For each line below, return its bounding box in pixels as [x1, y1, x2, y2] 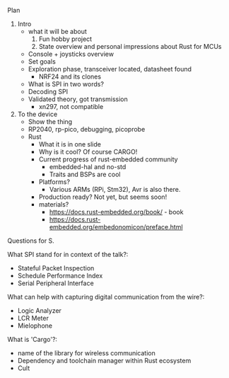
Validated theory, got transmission [28, 95, 129, 103]
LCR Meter [17, 314, 49, 322]
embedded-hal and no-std [49, 163, 127, 171]
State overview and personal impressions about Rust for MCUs [38, 42, 222, 50]
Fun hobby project [38, 35, 93, 43]
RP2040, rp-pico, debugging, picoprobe [28, 125, 146, 133]
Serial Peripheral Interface [17, 279, 94, 287]
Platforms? [38, 178, 71, 186]
